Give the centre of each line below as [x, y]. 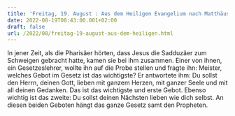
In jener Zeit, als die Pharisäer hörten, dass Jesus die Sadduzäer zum [107, 53]
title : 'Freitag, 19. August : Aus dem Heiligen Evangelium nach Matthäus [119, 14]
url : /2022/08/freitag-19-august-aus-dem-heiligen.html [90, 33]
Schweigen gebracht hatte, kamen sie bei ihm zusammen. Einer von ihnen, [115, 61]
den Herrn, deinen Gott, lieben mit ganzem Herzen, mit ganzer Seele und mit [117, 83]
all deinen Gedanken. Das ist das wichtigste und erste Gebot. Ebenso [107, 90]
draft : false [26, 27]
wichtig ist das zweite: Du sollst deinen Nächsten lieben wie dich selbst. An [115, 98]
